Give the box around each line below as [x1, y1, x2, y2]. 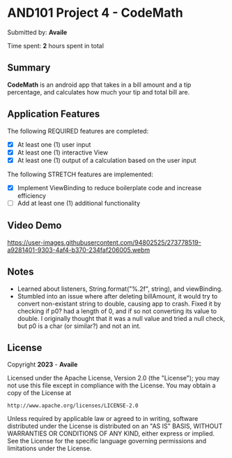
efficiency [17, 191, 47, 200]
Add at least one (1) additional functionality [17, 199, 141, 207]
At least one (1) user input [17, 140, 91, 148]
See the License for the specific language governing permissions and [7, 437, 207, 445]
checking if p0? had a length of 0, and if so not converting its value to [17, 306, 217, 315]
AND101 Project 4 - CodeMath [7, 5, 183, 21]
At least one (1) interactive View [17, 148, 109, 157]
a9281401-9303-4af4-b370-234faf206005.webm [7, 245, 150, 254]
